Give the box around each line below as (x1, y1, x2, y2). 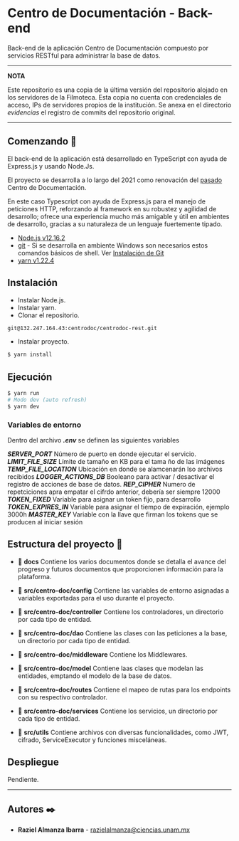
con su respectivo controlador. (17, 692, 108, 702)
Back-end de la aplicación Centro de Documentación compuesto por (7, 43, 208, 52)
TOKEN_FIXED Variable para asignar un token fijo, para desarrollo (7, 495, 201, 504)
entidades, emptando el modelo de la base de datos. (17, 671, 172, 680)
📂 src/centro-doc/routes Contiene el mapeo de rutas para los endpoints (17, 685, 231, 694)
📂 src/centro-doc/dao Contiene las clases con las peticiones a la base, (17, 628, 228, 638)
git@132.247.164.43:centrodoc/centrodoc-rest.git (7, 324, 158, 332)
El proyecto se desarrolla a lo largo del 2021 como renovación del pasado (7, 176, 223, 184)
